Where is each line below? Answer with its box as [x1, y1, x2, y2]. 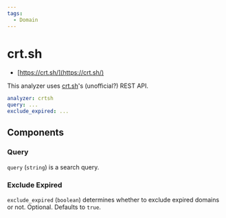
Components [7, 127, 64, 138]
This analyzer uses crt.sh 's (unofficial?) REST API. [7, 82, 149, 90]
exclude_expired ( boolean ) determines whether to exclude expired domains [7, 196, 220, 204]
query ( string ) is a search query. [7, 162, 100, 171]
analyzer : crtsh [7, 95, 54, 102]
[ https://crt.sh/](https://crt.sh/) [16, 69, 104, 77]
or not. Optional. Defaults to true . [7, 203, 102, 211]
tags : [7, 10, 23, 17]
